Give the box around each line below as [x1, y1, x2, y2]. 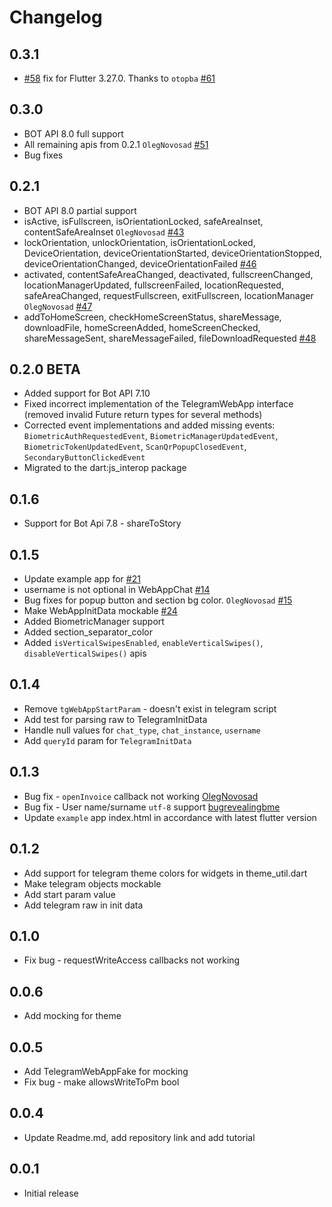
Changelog [9, 6, 103, 29]
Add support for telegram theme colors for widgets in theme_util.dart [23, 867, 308, 879]
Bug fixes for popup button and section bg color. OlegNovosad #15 [23, 594, 293, 606]
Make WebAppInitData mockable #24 [23, 605, 178, 617]
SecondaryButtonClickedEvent [23, 453, 146, 463]
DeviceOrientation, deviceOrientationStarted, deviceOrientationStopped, [23, 247, 323, 259]
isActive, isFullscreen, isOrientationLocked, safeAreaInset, [23, 215, 264, 227]
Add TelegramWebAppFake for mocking [23, 1065, 189, 1077]
